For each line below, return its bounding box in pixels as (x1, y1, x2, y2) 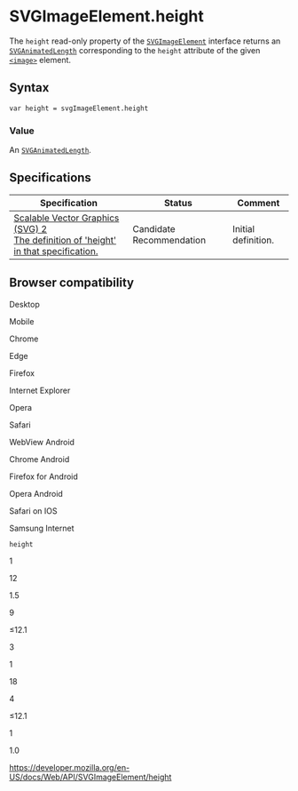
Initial (231, 222, 255, 235)
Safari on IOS (9, 505, 58, 516)
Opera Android (9, 488, 64, 499)
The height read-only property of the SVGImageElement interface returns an (9, 36, 281, 46)
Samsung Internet (9, 523, 74, 533)
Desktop (9, 299, 40, 309)
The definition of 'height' (13, 234, 117, 246)
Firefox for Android (9, 471, 78, 482)
